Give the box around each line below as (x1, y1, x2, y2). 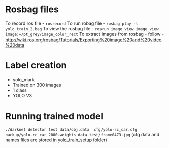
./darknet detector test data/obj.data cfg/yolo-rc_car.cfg (5, 127, 138, 132)
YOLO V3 (12, 92, 32, 98)
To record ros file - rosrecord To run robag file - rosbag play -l (5, 20, 139, 26)
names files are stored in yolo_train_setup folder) (5, 137, 108, 143)
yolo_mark (12, 76, 35, 82)
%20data (5, 42, 25, 48)
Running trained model (5, 110, 104, 122)
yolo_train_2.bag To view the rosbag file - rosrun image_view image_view (5, 25, 159, 31)
